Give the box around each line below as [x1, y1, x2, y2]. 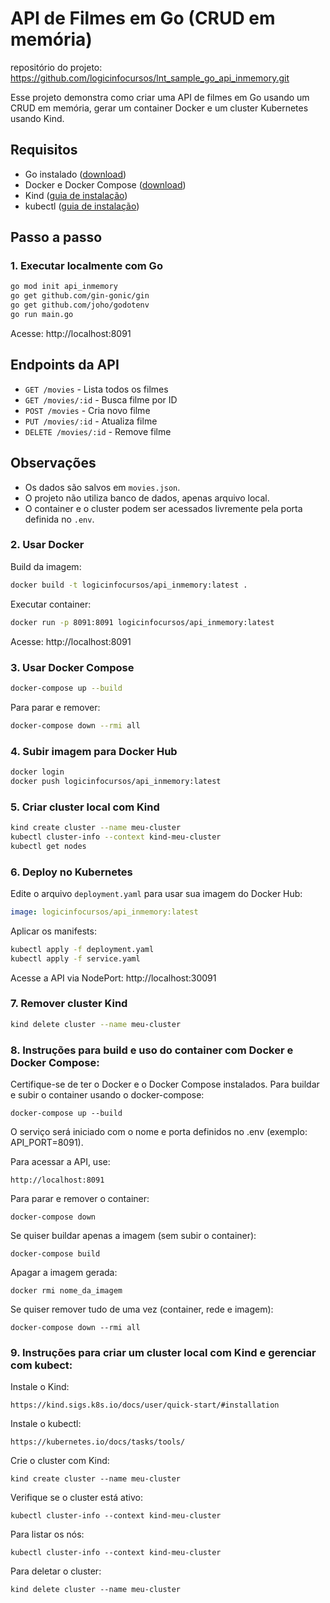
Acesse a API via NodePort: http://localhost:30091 [10, 972, 217, 984]
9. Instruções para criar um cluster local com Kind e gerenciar [10, 1345, 317, 1359]
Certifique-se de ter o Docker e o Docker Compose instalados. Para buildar [10, 1078, 320, 1091]
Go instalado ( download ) [24, 168, 127, 180]
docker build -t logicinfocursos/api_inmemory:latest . [10, 580, 248, 590]
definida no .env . [24, 513, 95, 525]
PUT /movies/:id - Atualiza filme [24, 415, 158, 427]
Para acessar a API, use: [10, 1156, 111, 1168]
